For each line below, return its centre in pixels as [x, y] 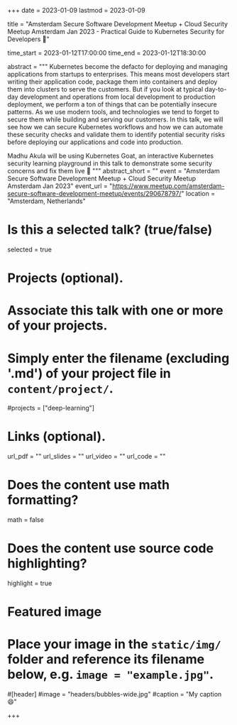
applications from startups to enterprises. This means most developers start [118, 74]
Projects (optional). [66, 278]
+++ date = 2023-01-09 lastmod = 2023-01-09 [76, 10]
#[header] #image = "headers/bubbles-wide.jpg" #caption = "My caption [115, 694]
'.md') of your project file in [89, 373]
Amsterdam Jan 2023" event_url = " [60, 186]
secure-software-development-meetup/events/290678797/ [94, 193]
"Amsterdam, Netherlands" [47, 201]
